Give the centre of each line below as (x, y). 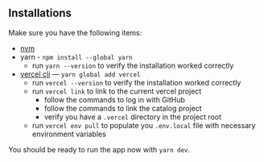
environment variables (69, 134)
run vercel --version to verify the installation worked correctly (136, 82)
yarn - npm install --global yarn (76, 56)
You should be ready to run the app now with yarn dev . (99, 149)
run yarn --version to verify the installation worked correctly (133, 65)
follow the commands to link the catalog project (123, 108)
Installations (40, 13)
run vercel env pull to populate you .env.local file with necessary (144, 125)
